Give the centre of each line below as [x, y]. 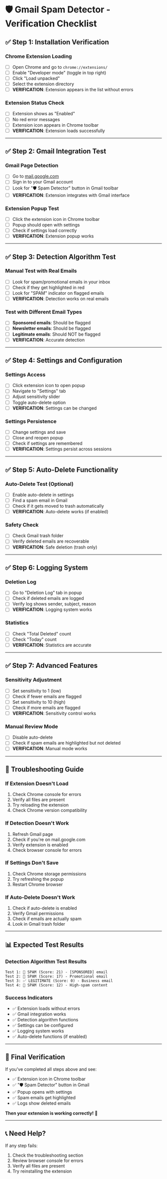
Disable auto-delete [33, 737]
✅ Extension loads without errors [46, 1008]
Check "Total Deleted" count [42, 633]
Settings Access [25, 375]
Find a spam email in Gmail [40, 500]
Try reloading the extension [41, 805]
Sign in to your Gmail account [42, 182]
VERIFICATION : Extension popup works [53, 236]
